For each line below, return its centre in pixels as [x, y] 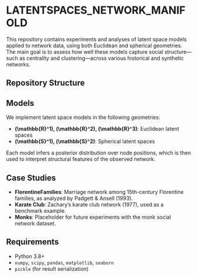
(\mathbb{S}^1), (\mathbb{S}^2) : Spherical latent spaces [85, 141]
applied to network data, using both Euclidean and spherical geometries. [94, 46]
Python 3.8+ [30, 256]
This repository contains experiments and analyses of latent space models [96, 39]
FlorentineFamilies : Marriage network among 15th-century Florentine [99, 192]
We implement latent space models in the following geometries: [83, 117]
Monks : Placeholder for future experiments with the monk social [93, 217]
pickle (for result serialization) [52, 269]
